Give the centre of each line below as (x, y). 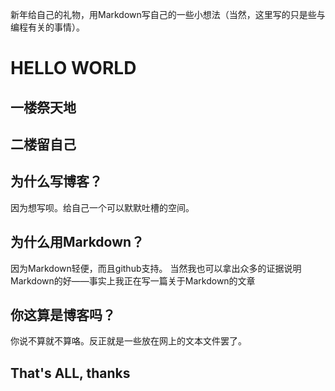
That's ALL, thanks (70, 373)
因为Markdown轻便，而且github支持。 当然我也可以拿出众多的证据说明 (156, 268)
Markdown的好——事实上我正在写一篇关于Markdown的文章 (133, 280)
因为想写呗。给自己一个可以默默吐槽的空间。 (102, 207)
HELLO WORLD (73, 68)
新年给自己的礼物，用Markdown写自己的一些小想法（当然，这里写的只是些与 (168, 14)
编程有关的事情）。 (47, 27)
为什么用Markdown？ (77, 242)
